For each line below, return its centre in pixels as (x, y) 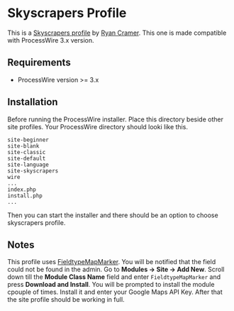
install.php (25, 196)
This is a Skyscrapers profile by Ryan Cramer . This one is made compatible (117, 33)
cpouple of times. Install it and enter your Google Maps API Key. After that (115, 292)
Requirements (39, 63)
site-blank (23, 146)
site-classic (27, 152)
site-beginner (28, 140)
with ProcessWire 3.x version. (51, 40)
